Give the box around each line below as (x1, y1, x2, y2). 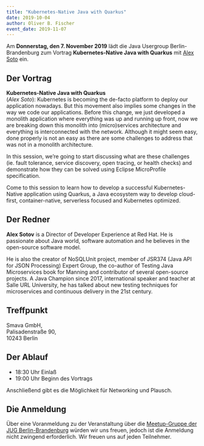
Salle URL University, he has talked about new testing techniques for (6, 281, 178, 288)
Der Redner (6, 214, 51, 225)
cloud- (178, 190, 196, 198)
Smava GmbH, (6, 321, 43, 329)
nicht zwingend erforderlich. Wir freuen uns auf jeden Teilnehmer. (6, 433, 172, 441)
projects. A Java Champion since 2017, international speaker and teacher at (6, 274, 195, 282)
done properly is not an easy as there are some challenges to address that (6, 134, 193, 142)
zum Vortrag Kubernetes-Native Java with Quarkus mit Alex (40, 49, 194, 57)
